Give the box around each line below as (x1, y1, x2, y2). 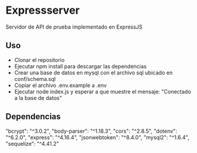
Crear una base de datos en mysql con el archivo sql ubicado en (14, 69, 173, 76)
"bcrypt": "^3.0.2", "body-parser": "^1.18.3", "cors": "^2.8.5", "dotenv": (5, 127, 177, 135)
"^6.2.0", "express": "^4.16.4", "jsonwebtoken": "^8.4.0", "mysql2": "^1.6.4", (5, 133, 189, 140)
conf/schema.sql (14, 75, 56, 82)
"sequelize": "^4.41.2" (5, 140, 59, 147)
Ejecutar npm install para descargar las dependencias (14, 63, 147, 70)
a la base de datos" (14, 94, 62, 101)
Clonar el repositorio (14, 56, 65, 63)
